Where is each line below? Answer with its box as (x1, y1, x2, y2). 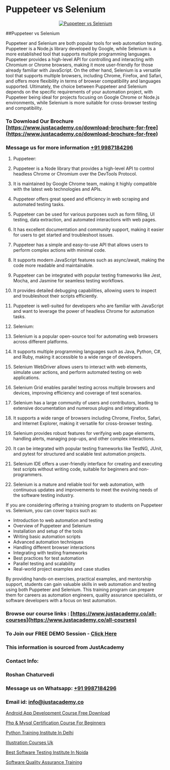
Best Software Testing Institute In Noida (6, 749, 89, 755)
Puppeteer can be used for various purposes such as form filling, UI (13, 211, 155, 217)
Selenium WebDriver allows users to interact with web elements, (13, 364, 147, 370)
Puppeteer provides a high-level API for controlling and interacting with (6, 56, 154, 62)
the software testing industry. (13, 492, 75, 498)
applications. (13, 375, 40, 381)
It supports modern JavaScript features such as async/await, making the (13, 257, 165, 263)
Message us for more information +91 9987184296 (6, 144, 134, 151)
